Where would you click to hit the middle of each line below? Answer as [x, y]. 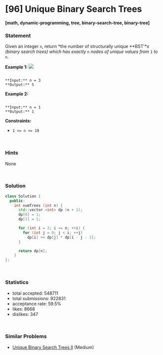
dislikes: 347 [25, 314]
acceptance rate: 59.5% [37, 304]
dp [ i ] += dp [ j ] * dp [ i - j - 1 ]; [61, 237]
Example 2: [17, 94]
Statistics [17, 282]
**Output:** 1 [20, 112]
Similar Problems [26, 336]
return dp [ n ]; [33, 251]
